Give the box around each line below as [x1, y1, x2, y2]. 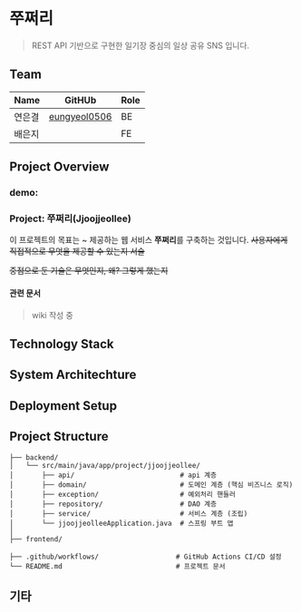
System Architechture [9, 367, 137, 383]
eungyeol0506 [48, 110, 112, 122]
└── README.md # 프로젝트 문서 [9, 561, 226, 571]
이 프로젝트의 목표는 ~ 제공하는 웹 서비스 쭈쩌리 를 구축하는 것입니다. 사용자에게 [9, 235, 288, 246]
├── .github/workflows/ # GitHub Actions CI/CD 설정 [9, 552, 283, 561]
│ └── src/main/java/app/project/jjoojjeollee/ [9, 461, 201, 470]
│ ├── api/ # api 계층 [9, 471, 218, 480]
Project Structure [9, 429, 109, 444]
